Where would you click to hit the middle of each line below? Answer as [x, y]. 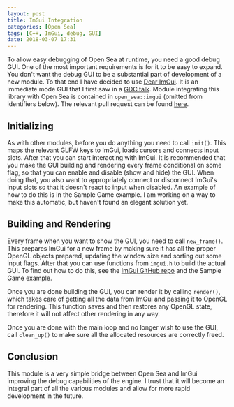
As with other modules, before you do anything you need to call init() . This [117, 142]
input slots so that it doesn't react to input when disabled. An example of [111, 187]
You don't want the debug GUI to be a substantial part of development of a [115, 75]
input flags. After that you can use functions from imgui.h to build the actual [116, 263]
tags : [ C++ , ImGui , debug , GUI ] [54, 33]
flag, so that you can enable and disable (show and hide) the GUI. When [111, 172]
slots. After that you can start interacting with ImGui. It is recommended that [116, 157]
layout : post [26, 14]
